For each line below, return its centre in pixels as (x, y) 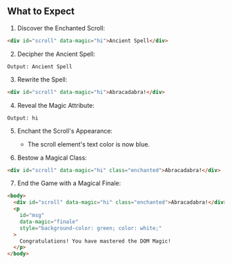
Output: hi (23, 118)
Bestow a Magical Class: (52, 158)
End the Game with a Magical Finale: (69, 183)
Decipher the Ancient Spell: (56, 54)
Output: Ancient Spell (40, 66)
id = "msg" (32, 216)
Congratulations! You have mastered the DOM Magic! (95, 241)
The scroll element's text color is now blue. (89, 144)
